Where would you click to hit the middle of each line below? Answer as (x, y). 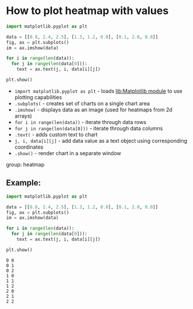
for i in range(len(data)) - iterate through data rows (80, 122)
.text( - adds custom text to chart (56, 134)
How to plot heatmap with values (87, 11)
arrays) (23, 116)
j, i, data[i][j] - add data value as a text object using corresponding (101, 140)
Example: (23, 183)
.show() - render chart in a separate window (68, 153)
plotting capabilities (38, 97)
